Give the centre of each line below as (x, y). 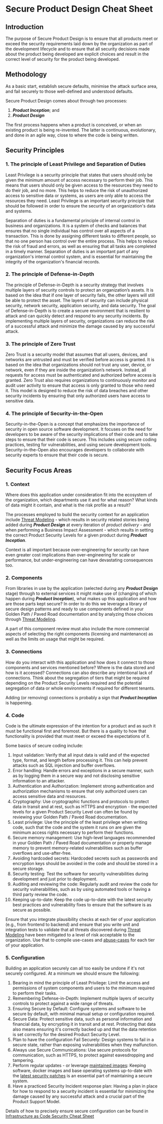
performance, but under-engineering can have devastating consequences (79, 560)
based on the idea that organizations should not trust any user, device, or (78, 365)
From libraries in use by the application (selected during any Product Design (82, 588)
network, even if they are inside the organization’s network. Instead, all (76, 370)
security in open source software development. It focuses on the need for (79, 429)
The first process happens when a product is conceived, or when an (74, 124)
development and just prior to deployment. (55, 879)
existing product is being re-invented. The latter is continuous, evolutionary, (81, 130)
